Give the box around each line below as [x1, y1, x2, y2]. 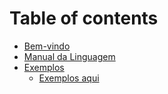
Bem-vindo [23, 40, 71, 52]
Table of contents [9, 7, 159, 30]
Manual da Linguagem [23, 50, 116, 62]
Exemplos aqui [38, 72, 100, 84]
